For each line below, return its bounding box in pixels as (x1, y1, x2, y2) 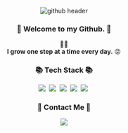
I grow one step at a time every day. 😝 (6, 48, 122, 56)
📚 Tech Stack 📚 (34, 65, 94, 75)
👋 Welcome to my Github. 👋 (16, 24, 112, 34)
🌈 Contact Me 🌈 (37, 102, 91, 112)
